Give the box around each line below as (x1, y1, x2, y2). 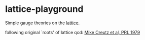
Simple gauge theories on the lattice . (5, 20, 80, 26)
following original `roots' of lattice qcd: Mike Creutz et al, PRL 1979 (5, 29, 140, 35)
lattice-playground (5, 3, 84, 15)
